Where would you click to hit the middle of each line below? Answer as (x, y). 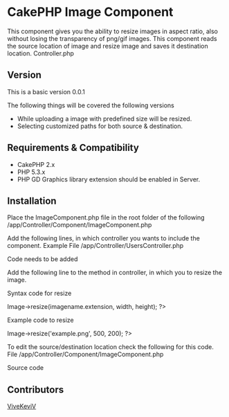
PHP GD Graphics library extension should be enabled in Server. (109, 179)
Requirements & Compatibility (73, 148)
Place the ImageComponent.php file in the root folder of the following (106, 218)
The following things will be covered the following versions (91, 105)
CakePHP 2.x (36, 164)
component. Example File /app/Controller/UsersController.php (95, 246)
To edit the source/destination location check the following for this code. (111, 347)
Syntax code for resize (39, 293)
